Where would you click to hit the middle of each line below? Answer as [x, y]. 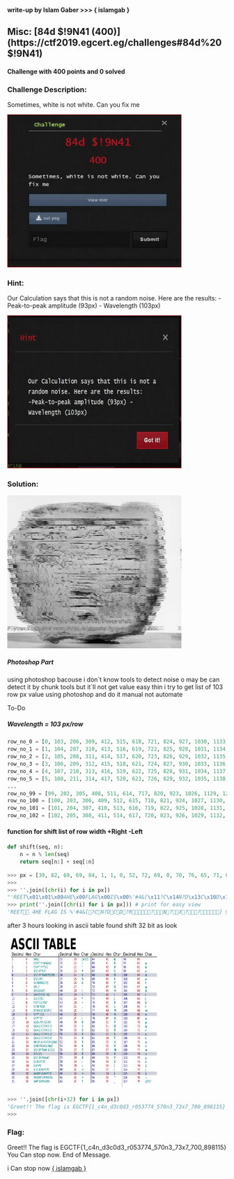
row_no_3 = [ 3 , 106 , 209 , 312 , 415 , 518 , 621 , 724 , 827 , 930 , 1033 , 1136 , [118, 764]
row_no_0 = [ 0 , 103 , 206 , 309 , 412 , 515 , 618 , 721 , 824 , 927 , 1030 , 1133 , [118, 742]
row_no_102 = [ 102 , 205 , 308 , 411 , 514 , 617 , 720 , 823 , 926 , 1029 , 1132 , [117, 816]
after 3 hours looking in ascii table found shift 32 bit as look [92, 925]
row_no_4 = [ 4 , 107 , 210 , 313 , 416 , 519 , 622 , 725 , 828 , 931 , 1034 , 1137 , [118, 771]
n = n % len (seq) [45, 855]
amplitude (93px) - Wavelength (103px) [104, 306]
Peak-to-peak [27, 306]
